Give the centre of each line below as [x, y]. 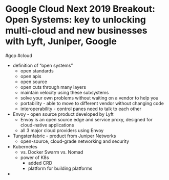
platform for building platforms [60, 168]
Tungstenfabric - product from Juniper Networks [64, 136]
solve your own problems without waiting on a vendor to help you [89, 98]
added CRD [40, 163]
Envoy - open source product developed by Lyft [63, 114]
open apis [31, 76]
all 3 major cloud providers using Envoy [62, 130]
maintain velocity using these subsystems [65, 92]
